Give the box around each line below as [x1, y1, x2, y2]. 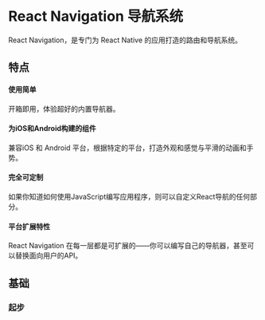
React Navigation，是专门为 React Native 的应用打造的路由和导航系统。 [8, 35, 243, 45]
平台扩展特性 [8, 221, 50, 231]
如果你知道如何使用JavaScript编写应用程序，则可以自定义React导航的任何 [8, 192, 251, 201]
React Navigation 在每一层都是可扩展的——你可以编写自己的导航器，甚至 [8, 241, 247, 251]
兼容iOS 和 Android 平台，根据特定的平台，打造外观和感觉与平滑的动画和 [8, 143, 247, 152]
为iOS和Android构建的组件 [8, 124, 97, 133]
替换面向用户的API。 [14, 251, 83, 260]
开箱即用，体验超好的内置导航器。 [8, 104, 120, 113]
